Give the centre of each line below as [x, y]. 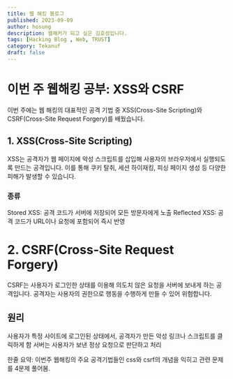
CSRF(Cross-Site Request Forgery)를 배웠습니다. [76, 119]
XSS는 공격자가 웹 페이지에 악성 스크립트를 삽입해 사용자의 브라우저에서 [105, 158]
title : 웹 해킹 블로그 [36, 14]
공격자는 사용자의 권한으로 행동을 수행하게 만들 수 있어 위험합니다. [122, 293]
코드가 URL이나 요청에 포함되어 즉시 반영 [70, 221]
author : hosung [29, 27]
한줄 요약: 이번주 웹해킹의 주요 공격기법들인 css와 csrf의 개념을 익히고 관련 [109, 359]
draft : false [26, 53]
